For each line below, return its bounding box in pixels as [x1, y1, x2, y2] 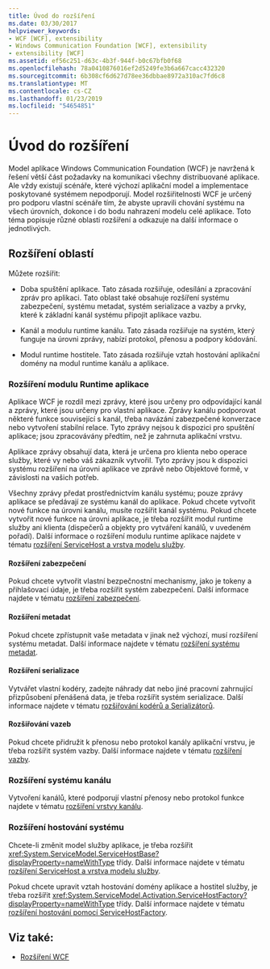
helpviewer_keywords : [8, 27, 81, 35]
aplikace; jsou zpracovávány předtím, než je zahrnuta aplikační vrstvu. [8, 432, 243, 441]
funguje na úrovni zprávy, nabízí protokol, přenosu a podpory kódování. [19, 334, 258, 343]
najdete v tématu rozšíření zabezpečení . [8, 593, 142, 603]
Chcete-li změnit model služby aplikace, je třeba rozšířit [8, 840, 193, 849]
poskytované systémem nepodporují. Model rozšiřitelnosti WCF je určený [8, 189, 252, 199]
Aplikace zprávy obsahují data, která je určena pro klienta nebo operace [8, 447, 247, 457]
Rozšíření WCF [19, 952, 70, 962]
